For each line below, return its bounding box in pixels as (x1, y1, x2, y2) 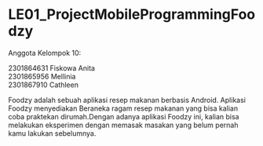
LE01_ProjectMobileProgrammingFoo (8, 5, 256, 24)
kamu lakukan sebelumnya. (8, 128, 97, 138)
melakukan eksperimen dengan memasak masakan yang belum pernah (8, 120, 239, 130)
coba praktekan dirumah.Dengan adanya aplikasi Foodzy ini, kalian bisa (8, 111, 239, 121)
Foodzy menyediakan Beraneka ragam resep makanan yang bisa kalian (8, 104, 238, 113)
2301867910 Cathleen (8, 80, 79, 89)
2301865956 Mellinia (8, 71, 76, 81)
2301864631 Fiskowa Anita (8, 63, 96, 72)
